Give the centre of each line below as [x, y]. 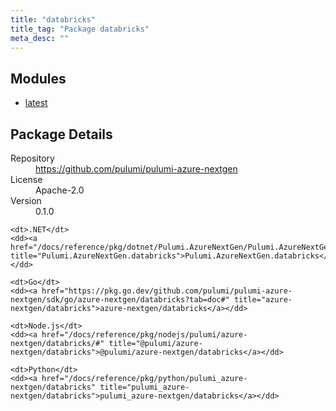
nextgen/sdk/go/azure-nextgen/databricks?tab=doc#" [120, 300]
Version [26, 200]
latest [36, 103]
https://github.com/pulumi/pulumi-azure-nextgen [136, 169]
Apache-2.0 [60, 190]
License [26, 179]
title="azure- [263, 300]
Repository [32, 158]
